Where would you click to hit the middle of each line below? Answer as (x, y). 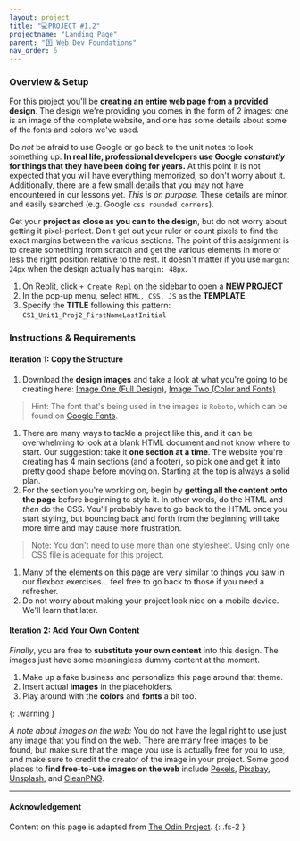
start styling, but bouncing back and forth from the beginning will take (150, 518)
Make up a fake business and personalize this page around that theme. (153, 677)
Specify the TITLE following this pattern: (96, 306)
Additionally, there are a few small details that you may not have (126, 185)
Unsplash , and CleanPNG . (57, 778)
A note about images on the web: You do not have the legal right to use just (148, 730)
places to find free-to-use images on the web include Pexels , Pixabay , (140, 769)
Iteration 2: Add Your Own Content (75, 630)
